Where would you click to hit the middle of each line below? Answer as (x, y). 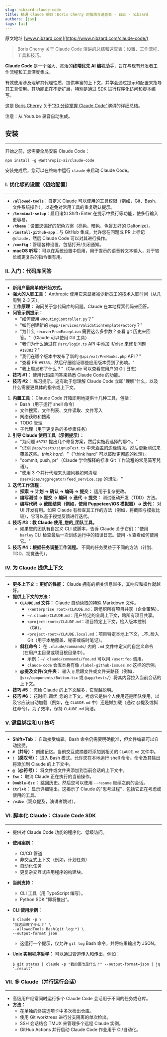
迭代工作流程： (28, 485)
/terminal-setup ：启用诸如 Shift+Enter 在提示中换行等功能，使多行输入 (85, 213)
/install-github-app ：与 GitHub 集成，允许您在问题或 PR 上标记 (79, 232)
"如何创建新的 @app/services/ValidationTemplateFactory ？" (81, 325)
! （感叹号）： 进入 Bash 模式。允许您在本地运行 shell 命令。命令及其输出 (86, 758)
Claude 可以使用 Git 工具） (62, 337)
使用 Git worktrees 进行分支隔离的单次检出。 (65, 1017)
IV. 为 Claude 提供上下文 (34, 567)
